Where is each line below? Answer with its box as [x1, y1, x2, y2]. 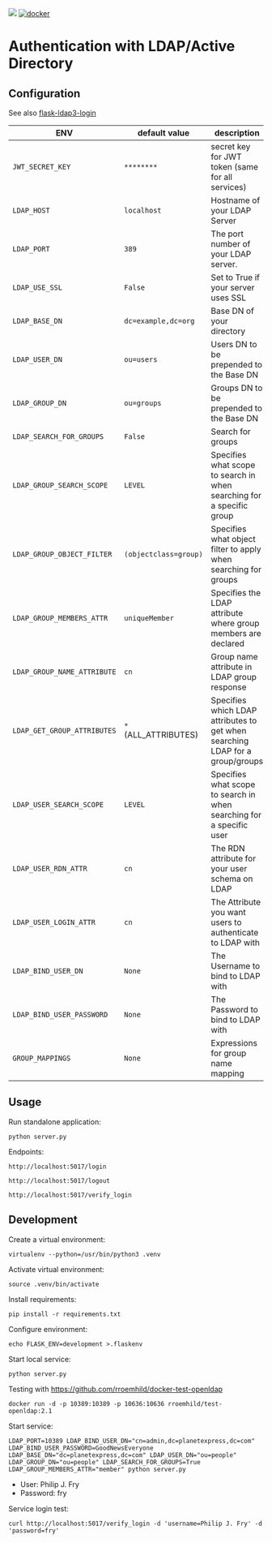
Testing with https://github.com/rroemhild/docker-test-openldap [8, 1384, 223, 1394]
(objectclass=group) [124, 550, 204, 559]
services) [210, 182, 247, 192]
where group [210, 617, 260, 629]
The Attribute [210, 896, 261, 908]
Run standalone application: [8, 1116, 101, 1127]
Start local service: [8, 1354, 71, 1364]
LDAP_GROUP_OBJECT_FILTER [12, 550, 113, 559]
